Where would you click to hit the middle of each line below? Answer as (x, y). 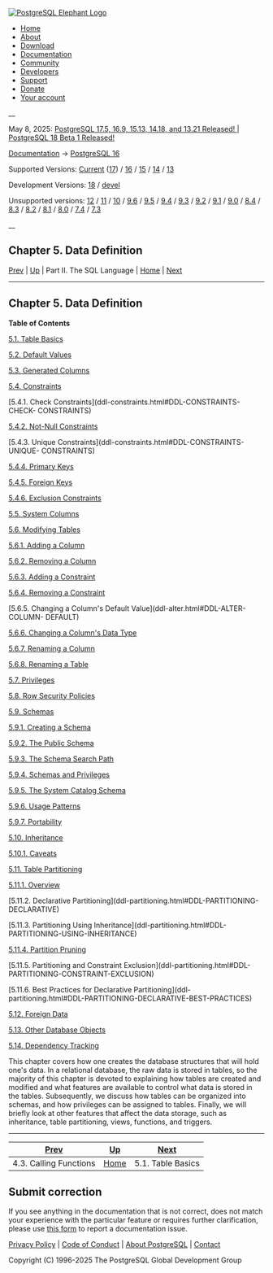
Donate (32, 89)
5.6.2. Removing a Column (52, 560)
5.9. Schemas (31, 711)
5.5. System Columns (44, 513)
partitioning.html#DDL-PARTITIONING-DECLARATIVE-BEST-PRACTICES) (130, 998)
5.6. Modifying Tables (45, 530)
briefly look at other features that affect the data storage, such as (118, 1113)
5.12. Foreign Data (38, 1014)
